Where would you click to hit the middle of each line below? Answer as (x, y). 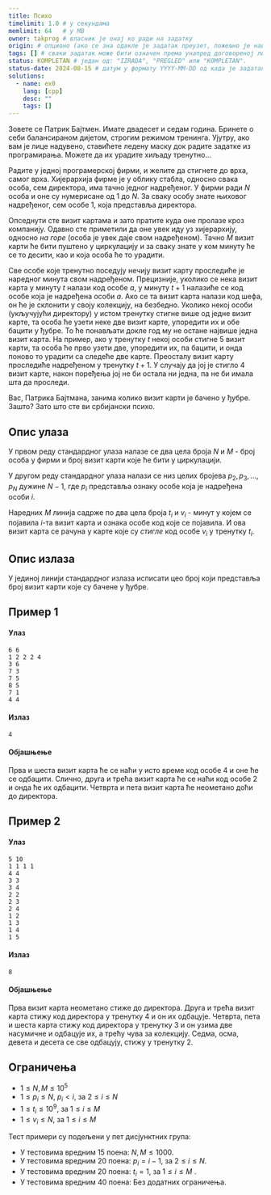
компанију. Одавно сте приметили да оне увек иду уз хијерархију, (123, 229)
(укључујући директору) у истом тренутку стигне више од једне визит (130, 314)
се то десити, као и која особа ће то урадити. (87, 255)
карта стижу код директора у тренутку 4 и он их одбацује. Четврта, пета (134, 1016)
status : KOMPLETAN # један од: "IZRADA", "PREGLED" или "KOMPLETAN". (128, 61)
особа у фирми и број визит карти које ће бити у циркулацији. (115, 460)
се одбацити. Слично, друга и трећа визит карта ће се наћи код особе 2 (133, 779)
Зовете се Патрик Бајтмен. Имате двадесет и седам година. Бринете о (131, 129)
